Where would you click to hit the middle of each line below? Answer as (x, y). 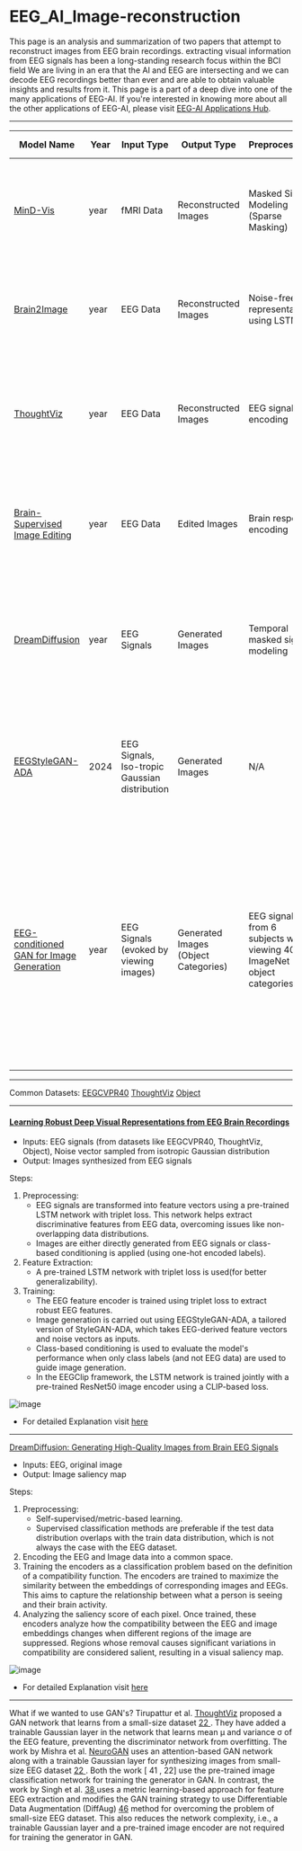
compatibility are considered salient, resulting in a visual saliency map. (153, 1652)
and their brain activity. (65, 1605)
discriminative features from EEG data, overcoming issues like (150, 1224)
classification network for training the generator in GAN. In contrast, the (142, 1780)
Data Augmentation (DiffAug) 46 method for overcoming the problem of (142, 1809)
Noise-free (272, 298)
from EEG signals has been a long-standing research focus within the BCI (145, 60)
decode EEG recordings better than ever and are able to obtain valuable (142, 79)
